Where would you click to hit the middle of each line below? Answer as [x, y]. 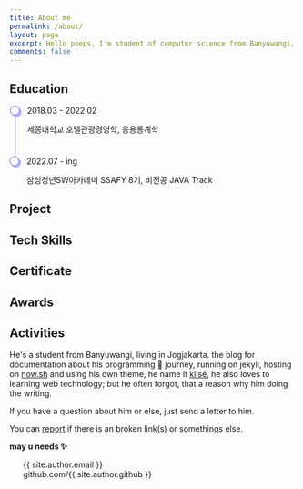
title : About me [40, 18]
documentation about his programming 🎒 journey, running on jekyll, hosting [151, 364]
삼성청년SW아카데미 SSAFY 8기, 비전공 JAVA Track [120, 179]
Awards [32, 302]
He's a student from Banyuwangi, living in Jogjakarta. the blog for [132, 355]
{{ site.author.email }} [62, 464]
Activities [37, 333]
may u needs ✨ [39, 446]
